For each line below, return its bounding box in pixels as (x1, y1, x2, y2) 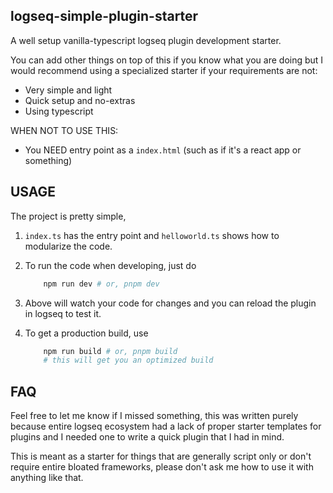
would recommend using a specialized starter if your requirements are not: (10, 64, 318, 76)
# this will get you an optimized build (43, 355, 214, 366)
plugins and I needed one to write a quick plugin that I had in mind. (10, 431, 285, 443)
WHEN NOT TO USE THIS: (10, 124, 119, 136)
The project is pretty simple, (10, 210, 127, 222)
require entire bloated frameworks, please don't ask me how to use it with (10, 461, 314, 473)
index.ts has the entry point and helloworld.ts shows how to (24, 229, 280, 241)
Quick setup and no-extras (24, 94, 136, 106)
